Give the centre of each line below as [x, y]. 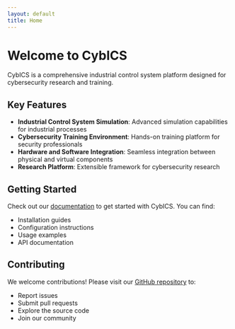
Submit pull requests [47, 303]
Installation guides [44, 220]
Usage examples [42, 235]
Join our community [47, 318]
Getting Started [42, 189]
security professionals [50, 144]
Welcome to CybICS [67, 56]
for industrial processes [52, 129]
